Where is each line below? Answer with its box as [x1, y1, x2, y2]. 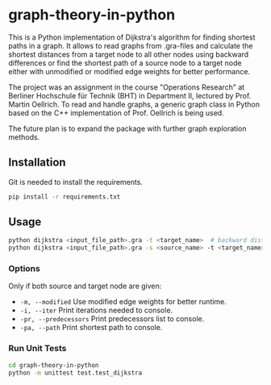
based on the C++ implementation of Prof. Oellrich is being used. [8, 107, 224, 118]
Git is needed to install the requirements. [8, 177, 144, 186]
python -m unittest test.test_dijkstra [8, 369, 143, 377]
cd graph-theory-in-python [8, 361, 99, 369]
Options [8, 263, 40, 274]
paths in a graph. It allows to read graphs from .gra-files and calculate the [8, 40, 253, 50]
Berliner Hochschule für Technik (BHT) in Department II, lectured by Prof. [8, 90, 252, 100]
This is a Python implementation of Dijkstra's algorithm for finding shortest [8, 32, 256, 42]
